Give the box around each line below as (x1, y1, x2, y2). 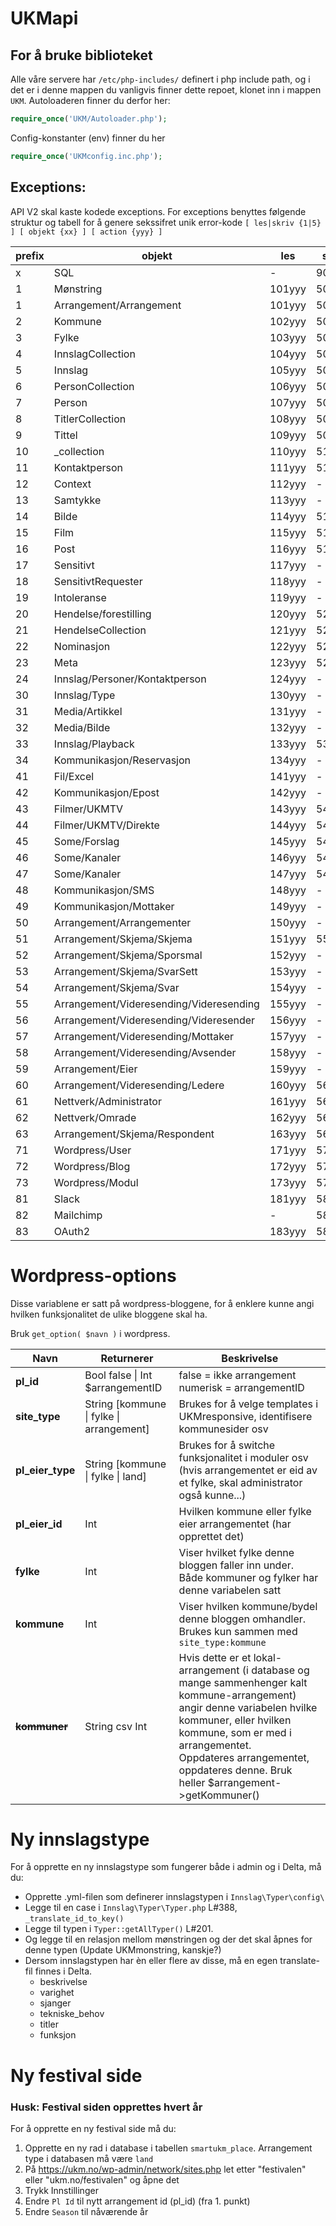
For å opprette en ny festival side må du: (10, 2122, 177, 2134)
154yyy (269, 980, 307, 994)
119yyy (269, 590, 307, 604)
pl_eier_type (15, 1463, 76, 1477)
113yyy (269, 493, 307, 507)
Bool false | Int (84, 1368, 153, 1382)
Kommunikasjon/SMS (53, 883, 155, 897)
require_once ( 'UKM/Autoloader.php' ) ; (10, 114, 168, 124)
